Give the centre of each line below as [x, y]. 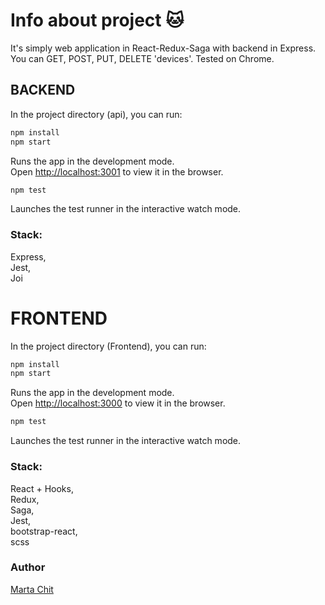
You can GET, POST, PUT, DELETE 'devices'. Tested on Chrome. [142, 58]
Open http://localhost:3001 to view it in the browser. [117, 171]
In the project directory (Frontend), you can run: [108, 346]
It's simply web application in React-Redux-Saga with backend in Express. [163, 48]
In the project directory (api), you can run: [96, 114]
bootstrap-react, [44, 531]
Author [28, 567]
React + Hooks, [42, 488]
